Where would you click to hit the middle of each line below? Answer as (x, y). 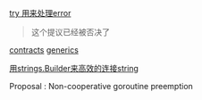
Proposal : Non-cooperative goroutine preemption (101, 86)
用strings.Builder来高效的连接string (74, 68)
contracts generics (44, 50)
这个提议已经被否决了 (70, 32)
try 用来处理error (40, 13)
